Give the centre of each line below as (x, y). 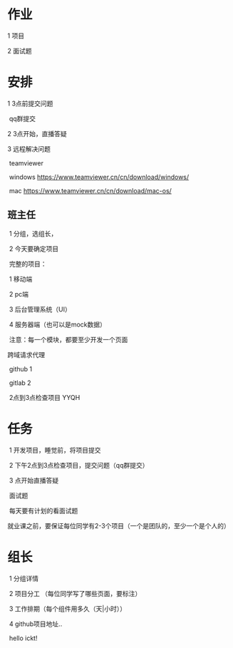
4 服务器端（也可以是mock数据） (58, 324)
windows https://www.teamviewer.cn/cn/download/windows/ (99, 177)
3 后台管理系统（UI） (40, 309)
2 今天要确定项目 (34, 248)
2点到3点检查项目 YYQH (45, 397)
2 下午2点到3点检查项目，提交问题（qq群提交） (79, 465)
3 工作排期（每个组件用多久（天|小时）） (68, 608)
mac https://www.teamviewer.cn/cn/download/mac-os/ (90, 190)
